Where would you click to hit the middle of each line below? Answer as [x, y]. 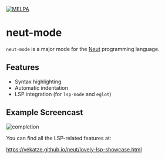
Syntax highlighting [38, 82]
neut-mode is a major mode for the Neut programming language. [83, 49]
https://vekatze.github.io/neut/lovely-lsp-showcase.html [74, 149]
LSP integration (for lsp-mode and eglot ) [63, 94]
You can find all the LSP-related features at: [59, 138]
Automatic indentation [41, 87]
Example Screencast [45, 112]
